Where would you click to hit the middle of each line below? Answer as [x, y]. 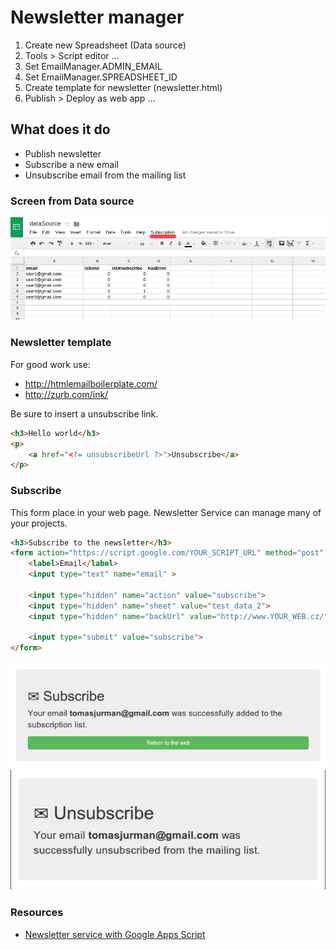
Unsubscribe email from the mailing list [105, 175]
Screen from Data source [72, 201]
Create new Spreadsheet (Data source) [105, 45]
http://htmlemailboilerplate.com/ [91, 383]
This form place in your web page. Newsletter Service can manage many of [166, 512]
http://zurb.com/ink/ [66, 394]
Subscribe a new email [71, 164]
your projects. [39, 523]
